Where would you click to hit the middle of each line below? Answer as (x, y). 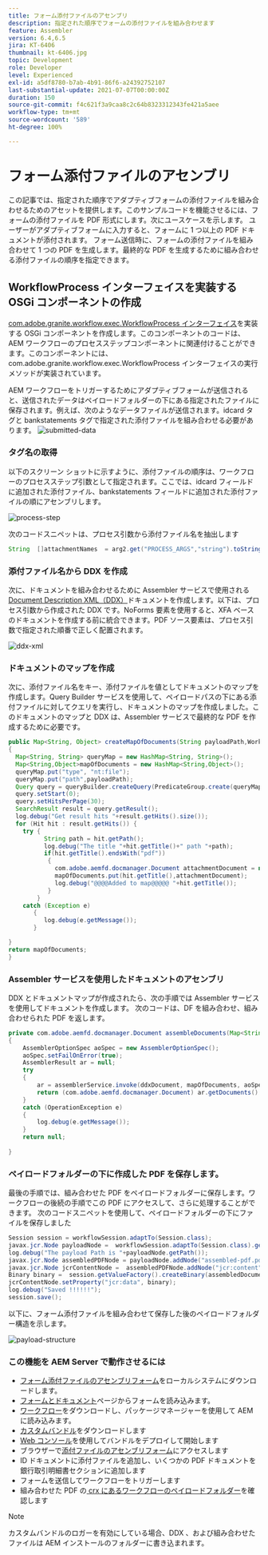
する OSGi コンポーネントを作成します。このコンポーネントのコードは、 (126, 333)
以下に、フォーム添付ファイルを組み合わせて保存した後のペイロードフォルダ (134, 1313)
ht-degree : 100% (35, 127)
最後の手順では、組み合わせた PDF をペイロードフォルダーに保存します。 (128, 1193)
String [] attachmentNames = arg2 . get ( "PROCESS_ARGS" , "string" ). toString (135, 549)
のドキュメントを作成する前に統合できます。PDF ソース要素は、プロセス (128, 619)
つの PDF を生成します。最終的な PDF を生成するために (134, 249)
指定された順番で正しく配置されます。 (85, 630)
